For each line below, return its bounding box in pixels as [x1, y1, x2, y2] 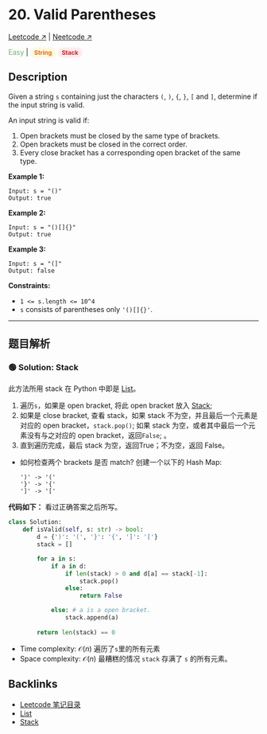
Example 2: [8, 208, 46, 217]
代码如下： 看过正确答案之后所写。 [8, 502, 122, 512]
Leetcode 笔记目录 [19, 699, 81, 709]
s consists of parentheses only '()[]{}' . [19, 304, 153, 314]
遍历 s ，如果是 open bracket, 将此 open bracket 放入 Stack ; [19, 400, 213, 411]
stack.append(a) [64, 614, 119, 622]
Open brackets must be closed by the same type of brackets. [19, 131, 221, 140]
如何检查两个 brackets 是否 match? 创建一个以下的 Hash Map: [19, 458, 222, 467]
